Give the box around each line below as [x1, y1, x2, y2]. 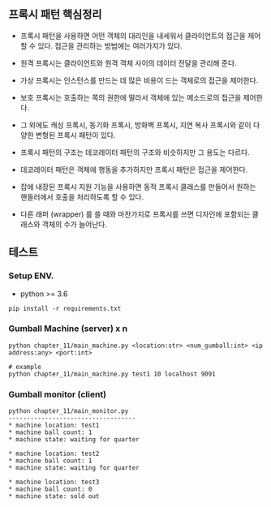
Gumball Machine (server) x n [8, 323, 128, 334]
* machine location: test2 [8, 449, 100, 458]
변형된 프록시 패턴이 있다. [35, 130, 116, 140]
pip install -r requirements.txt [8, 304, 122, 312]
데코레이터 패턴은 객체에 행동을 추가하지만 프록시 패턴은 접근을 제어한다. [19, 165, 248, 174]
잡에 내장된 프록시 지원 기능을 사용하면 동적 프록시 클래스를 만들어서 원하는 [19, 182, 257, 191]
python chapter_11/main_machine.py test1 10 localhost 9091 [8, 370, 217, 378]
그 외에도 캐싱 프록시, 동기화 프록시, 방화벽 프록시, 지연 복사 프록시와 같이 [19, 120, 252, 130]
